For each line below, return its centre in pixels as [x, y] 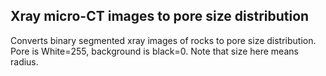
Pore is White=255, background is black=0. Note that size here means [154, 51]
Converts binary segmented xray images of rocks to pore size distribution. [163, 40]
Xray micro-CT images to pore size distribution [160, 16]
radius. [24, 61]
